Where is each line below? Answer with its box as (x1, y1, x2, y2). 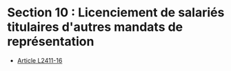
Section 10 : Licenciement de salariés (7, 5, 225, 20)
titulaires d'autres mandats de (7, 19, 183, 35)
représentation (7, 34, 94, 49)
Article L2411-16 (17, 56, 63, 64)
